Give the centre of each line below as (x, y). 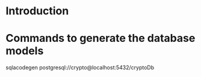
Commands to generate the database (100, 38)
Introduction (37, 11)
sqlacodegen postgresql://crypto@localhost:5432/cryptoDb (80, 67)
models (25, 51)
